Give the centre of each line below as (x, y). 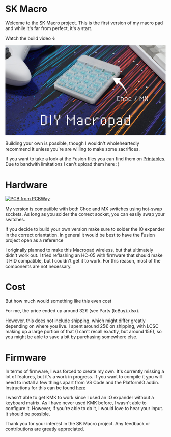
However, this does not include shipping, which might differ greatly (76, 321)
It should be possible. (28, 414)
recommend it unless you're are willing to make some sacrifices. (73, 149)
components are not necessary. (39, 266)
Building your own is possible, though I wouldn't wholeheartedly (73, 143)
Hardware (26, 185)
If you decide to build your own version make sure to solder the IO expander (85, 229)
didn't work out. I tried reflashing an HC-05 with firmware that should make (84, 255)
